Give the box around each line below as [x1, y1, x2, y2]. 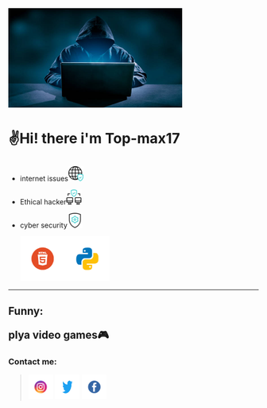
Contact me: [8, 356, 57, 367]
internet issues [19, 174, 69, 184]
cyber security [19, 220, 68, 230]
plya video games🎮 [8, 328, 110, 341]
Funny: [8, 304, 44, 317]
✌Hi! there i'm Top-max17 [8, 130, 180, 148]
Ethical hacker [19, 197, 67, 207]
